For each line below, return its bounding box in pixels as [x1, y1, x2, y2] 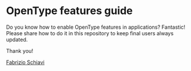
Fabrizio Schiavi [6, 59, 45, 66]
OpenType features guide [6, 4, 133, 18]
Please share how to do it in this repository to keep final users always [6, 29, 174, 36]
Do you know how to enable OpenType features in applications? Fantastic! [6, 23, 186, 31]
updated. [6, 36, 28, 43]
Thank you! [6, 47, 33, 54]
